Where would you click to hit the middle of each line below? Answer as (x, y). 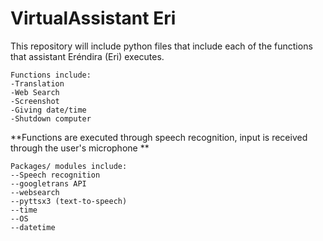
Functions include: (51, 75)
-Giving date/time (48, 110)
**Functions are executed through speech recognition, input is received (159, 137)
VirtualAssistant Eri (93, 18)
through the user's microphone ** (80, 148)
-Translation (37, 83)
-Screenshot (35, 101)
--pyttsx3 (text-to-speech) (69, 201)
